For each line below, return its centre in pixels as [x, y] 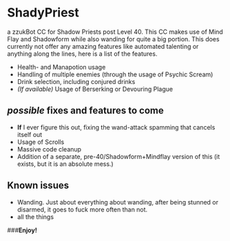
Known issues [38, 186]
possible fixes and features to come [85, 111]
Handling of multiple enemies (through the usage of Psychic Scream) [115, 74]
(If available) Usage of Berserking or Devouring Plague [95, 89]
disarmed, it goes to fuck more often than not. [82, 209]
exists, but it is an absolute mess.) [65, 164]
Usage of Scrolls [41, 142]
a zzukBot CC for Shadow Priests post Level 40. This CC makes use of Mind [115, 32]
